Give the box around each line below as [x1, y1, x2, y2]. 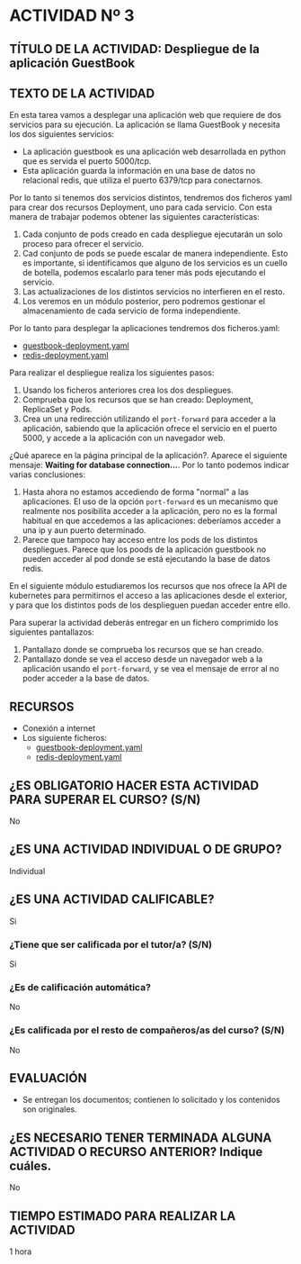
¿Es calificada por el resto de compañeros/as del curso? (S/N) [9, 1024, 285, 1036]
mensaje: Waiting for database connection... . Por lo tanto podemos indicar [9, 460, 290, 471]
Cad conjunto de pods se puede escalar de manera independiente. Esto [22, 248, 288, 259]
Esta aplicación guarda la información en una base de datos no [22, 166, 256, 176]
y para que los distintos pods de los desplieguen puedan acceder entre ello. [9, 600, 290, 610]
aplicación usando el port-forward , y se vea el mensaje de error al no [22, 664, 279, 674]
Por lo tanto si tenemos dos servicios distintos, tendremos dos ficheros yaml [9, 193, 293, 203]
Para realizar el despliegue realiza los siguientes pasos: [9, 367, 215, 378]
